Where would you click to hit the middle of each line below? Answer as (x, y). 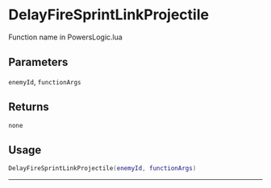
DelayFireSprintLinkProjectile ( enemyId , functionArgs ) (102, 169)
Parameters (38, 62)
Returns (29, 107)
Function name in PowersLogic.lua (65, 37)
